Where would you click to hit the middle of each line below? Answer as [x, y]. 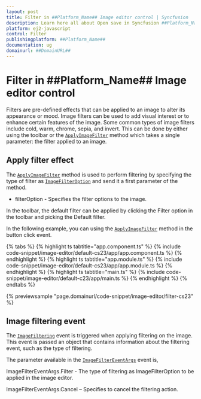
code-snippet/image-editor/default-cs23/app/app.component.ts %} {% [94, 252]
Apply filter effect [40, 160]
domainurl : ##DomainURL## [38, 51]
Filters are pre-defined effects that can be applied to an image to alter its [96, 109]
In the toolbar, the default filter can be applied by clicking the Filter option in [100, 211]
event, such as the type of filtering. [49, 348]
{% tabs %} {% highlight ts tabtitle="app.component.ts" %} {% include [94, 246]
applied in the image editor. [40, 378]
